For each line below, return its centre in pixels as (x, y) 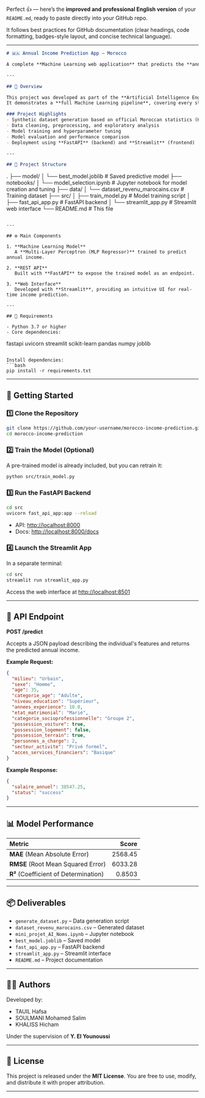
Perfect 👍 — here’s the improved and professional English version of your (101, 9)
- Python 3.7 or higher (37, 327)
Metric (19, 844)
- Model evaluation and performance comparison (68, 137)
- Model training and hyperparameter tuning (64, 131)
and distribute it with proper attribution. (56, 1082)
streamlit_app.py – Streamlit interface (63, 953)
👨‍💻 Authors (28, 985)
